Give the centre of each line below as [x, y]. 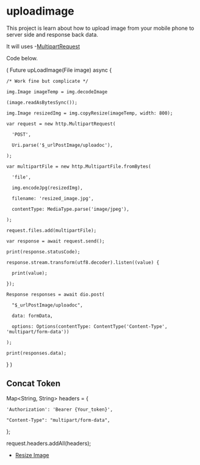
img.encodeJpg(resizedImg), [48, 188]
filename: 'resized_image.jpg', [53, 198]
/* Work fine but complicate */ [47, 81]
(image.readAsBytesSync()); [42, 102]
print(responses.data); [37, 353]
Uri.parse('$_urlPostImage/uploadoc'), [62, 145]
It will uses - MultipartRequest [43, 46]
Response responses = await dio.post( [55, 294]
